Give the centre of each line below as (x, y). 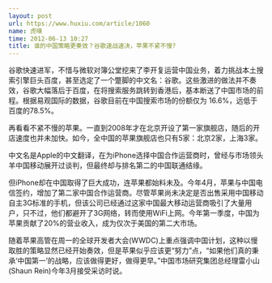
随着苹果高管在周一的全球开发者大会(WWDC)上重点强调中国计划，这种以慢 (133, 241)
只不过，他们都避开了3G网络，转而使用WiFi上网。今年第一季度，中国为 (141, 213)
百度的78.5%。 (33, 111)
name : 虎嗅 (25, 31)
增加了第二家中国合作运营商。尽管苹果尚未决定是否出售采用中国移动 (150, 193)
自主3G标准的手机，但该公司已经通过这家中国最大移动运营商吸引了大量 (127, 203)
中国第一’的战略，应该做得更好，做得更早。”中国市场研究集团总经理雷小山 (139, 261)
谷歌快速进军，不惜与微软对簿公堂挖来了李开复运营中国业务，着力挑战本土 (132, 71)
